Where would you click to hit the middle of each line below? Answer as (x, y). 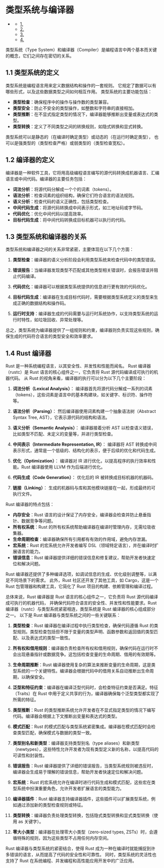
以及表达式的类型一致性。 (47, 638)
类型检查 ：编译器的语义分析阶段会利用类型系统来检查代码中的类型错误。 (85, 260)
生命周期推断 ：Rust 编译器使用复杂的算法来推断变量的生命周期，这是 (82, 665)
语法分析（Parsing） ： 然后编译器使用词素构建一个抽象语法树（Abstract (84, 411)
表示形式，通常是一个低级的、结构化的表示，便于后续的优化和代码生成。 (85, 451)
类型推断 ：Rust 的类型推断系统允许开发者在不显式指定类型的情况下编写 (84, 710)
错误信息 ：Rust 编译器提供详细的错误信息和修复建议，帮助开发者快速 (82, 558)
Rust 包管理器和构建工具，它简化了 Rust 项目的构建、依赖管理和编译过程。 (81, 586)
